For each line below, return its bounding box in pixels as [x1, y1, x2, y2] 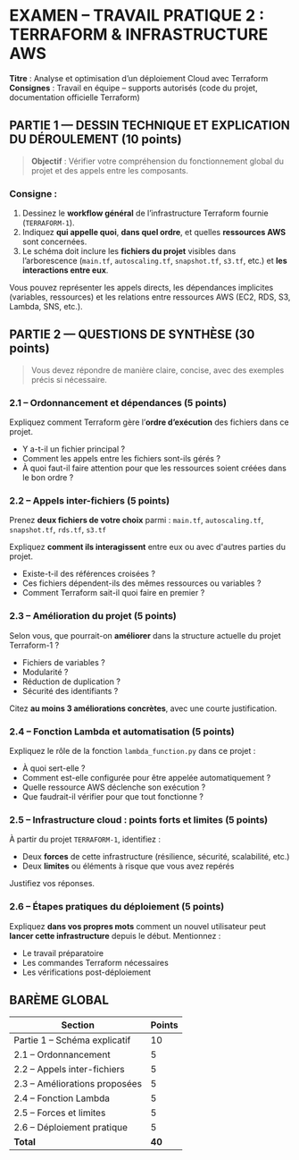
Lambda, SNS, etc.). [9, 301, 83, 312]
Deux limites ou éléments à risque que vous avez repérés [21, 860, 235, 872]
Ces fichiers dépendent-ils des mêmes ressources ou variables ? [21, 578, 262, 588]
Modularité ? [21, 666, 69, 677]
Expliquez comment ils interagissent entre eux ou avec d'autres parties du [9, 542, 286, 553]
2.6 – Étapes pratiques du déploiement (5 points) [9, 901, 225, 913]
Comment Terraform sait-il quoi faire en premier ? [21, 588, 205, 598]
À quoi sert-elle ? [21, 763, 86, 774]
